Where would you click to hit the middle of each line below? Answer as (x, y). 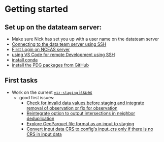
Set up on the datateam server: (53, 27)
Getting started (36, 9)
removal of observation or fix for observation (72, 108)
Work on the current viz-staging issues (52, 92)
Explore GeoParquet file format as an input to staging (80, 123)
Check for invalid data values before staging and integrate (85, 103)
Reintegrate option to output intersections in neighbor (81, 113)
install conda (25, 60)
